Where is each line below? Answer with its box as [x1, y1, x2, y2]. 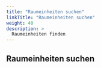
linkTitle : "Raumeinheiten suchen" [6, 14, 96, 20]
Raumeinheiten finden [11, 31, 66, 37]
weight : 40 [6, 20, 34, 26]
